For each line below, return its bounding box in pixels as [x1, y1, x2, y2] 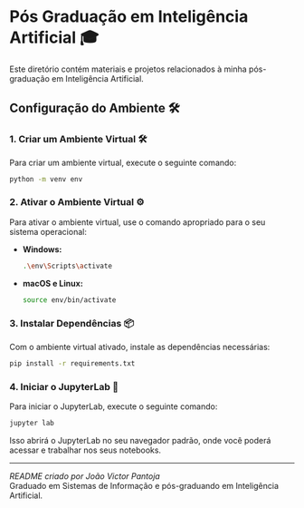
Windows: [22, 243, 62, 255]
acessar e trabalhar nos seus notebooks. [9, 444, 161, 455]
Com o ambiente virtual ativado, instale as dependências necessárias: [9, 341, 271, 352]
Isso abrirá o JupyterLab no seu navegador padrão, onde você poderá [9, 435, 271, 445]
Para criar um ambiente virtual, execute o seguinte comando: [9, 157, 237, 168]
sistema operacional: [9, 226, 88, 237]
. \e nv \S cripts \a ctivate [22, 261, 113, 270]
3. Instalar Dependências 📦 [9, 317, 134, 330]
